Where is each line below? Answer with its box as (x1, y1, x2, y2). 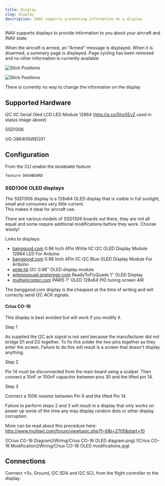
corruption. (5, 413, 28, 419)
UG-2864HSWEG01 (5, 136, 45, 142)
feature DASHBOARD (5, 173, 43, 178)
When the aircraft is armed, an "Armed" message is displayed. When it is (5, 45, 153, 51)
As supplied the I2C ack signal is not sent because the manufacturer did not (5, 334, 160, 340)
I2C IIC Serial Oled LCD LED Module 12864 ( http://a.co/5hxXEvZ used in (5, 112, 152, 118)
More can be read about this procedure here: (5, 423, 97, 429)
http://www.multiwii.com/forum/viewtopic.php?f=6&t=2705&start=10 (5, 428, 145, 434)
